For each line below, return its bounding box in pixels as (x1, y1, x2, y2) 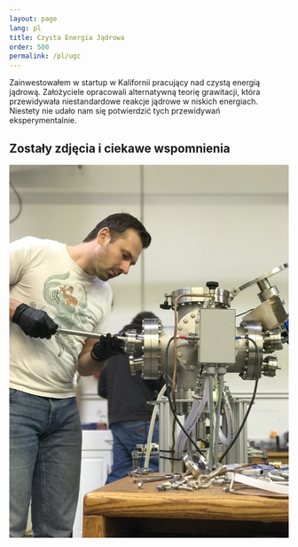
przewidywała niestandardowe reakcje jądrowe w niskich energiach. (9, 96, 259, 107)
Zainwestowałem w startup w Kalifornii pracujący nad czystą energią (9, 77, 261, 88)
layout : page (9, 14, 58, 23)
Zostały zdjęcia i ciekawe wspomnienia (9, 140, 231, 155)
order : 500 (9, 43, 50, 52)
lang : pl (9, 23, 42, 33)
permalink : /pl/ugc (9, 52, 82, 61)
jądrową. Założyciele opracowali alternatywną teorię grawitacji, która (9, 87, 261, 98)
